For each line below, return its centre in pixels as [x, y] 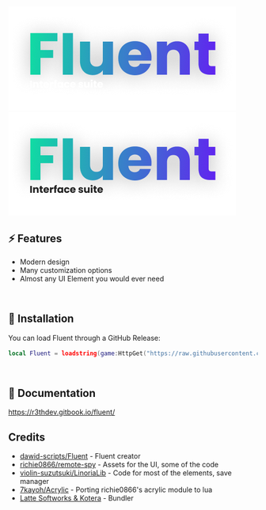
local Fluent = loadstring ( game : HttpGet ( [78, 353]
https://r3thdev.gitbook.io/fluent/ [62, 412]
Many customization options [66, 270]
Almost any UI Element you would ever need [92, 278]
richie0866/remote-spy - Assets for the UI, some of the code [119, 465]
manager [34, 482]
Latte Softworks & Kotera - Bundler [77, 498]
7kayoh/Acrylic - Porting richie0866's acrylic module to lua [116, 490]
